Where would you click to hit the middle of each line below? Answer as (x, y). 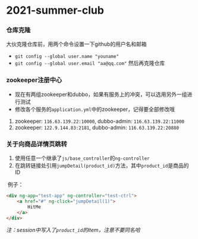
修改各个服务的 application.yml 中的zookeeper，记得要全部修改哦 (95, 109)
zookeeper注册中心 (34, 80)
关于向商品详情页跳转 (37, 144)
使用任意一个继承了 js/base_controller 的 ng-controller (82, 158)
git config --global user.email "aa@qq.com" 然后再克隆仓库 (90, 63)
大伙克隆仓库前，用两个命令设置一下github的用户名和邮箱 (76, 44)
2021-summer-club (55, 10)
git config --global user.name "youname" (67, 57)
